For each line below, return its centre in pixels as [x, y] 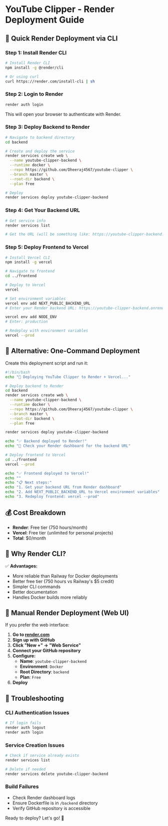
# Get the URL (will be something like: [48, 234]
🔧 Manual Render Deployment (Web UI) [67, 613]
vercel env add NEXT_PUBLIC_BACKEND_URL [48, 303]
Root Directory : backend [44, 672]
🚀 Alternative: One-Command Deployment [72, 351]
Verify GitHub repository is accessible [51, 808]
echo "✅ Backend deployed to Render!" [46, 441]
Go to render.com [31, 635]
